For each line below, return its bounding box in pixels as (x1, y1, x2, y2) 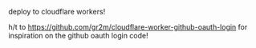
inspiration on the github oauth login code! (8, 31, 148, 40)
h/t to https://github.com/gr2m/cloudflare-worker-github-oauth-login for (8, 22, 248, 31)
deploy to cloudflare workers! (8, 7, 106, 16)
